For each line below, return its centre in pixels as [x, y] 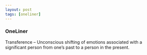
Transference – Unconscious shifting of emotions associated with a [74, 42]
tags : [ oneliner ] [23, 14]
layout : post [19, 10]
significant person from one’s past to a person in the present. [67, 47]
